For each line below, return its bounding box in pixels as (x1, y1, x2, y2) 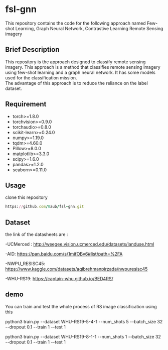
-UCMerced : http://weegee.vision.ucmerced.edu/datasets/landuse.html (5, 241, 154, 247)
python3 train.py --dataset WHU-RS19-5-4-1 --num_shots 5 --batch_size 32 (5, 318, 163, 324)
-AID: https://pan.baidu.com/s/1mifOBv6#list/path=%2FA (5, 251, 123, 257)
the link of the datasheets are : (5, 231, 68, 238)
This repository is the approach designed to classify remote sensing (5, 59, 146, 65)
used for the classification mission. (5, 74, 77, 81)
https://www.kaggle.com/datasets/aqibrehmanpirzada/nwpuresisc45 (5, 266, 148, 272)
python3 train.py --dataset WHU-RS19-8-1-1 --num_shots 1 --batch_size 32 (5, 333, 161, 339)
